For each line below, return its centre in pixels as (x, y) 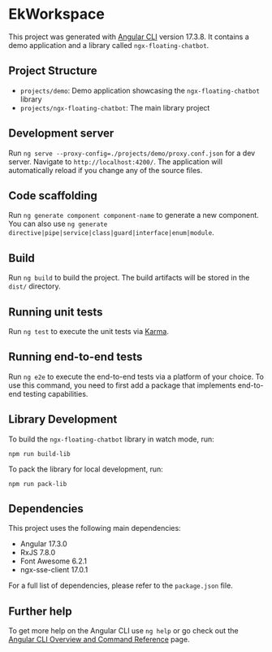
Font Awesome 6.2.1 (54, 561)
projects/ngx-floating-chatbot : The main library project (115, 107)
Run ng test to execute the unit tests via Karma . (89, 331)
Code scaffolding (53, 196)
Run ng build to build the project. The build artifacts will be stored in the (129, 278)
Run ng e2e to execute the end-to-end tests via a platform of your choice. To (136, 376)
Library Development (63, 419)
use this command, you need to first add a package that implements (122, 385)
